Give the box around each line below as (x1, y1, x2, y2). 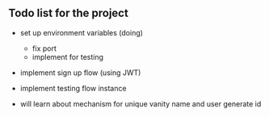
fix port (32, 44, 57, 53)
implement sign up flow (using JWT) (19, 68, 141, 77)
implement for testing (32, 52, 103, 61)
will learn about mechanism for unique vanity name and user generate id (19, 98, 262, 108)
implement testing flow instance (19, 83, 127, 93)
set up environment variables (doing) (19, 27, 144, 37)
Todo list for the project (8, 6, 129, 20)
